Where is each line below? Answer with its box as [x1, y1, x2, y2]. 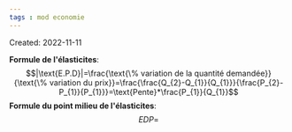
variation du [49, 77, 93, 88]
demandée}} [226, 68, 272, 78]
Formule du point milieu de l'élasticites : [9, 100, 157, 111]
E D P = [138, 114, 159, 124]
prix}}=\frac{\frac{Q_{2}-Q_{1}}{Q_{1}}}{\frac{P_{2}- [94, 77, 284, 88]
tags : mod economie [9, 12, 86, 22]
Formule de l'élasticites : [9, 54, 100, 64]
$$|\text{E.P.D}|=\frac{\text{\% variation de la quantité [26, 68, 225, 78]
